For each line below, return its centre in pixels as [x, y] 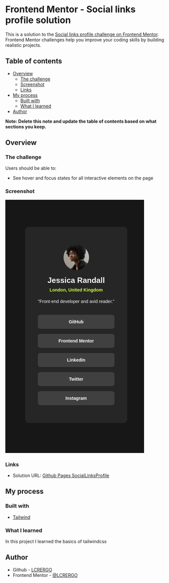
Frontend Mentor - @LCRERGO [45, 575]
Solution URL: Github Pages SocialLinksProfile [61, 475]
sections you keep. [26, 126]
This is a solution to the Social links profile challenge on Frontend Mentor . [82, 34]
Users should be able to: [31, 168]
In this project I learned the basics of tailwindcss [56, 542]
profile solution [38, 20]
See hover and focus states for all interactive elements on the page [83, 178]
